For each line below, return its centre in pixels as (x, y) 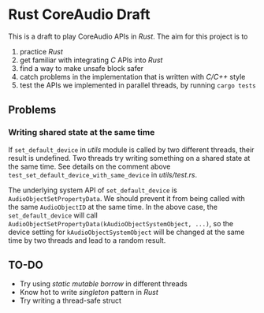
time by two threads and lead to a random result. (87, 240)
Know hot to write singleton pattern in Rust (89, 293)
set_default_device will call (53, 215)
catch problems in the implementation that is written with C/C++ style (132, 76)
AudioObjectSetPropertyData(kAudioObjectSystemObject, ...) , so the (121, 223)
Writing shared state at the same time (82, 132)
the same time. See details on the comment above (89, 166)
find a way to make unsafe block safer (82, 68)
